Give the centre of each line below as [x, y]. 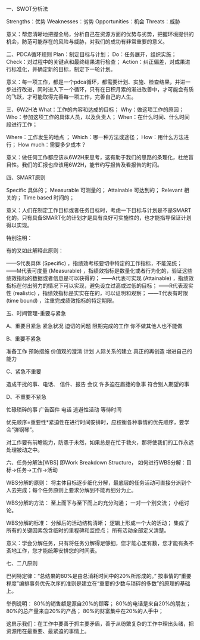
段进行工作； [22, 124]
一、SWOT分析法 [27, 9]
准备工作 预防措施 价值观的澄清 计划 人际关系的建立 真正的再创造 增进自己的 [99, 351]
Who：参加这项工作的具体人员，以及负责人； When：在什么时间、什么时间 [98, 117]
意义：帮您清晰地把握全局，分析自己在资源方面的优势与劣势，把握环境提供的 [100, 34]
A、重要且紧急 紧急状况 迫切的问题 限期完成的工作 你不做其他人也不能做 [94, 326]
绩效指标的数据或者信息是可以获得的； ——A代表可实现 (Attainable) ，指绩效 [100, 278]
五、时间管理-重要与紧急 [36, 313]
